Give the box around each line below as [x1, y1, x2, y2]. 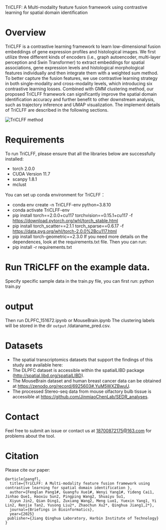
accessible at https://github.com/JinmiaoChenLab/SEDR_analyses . [12, 393, 149, 399]
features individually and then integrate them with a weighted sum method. [5, 70, 159, 76]
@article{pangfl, [5, 476, 41, 482]
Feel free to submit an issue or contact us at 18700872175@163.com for [5, 427, 152, 433]
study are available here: [12, 361, 63, 368]
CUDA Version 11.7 [12, 171, 51, 177]
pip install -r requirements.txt [12, 244, 72, 250]
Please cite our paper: [5, 467, 51, 473]
